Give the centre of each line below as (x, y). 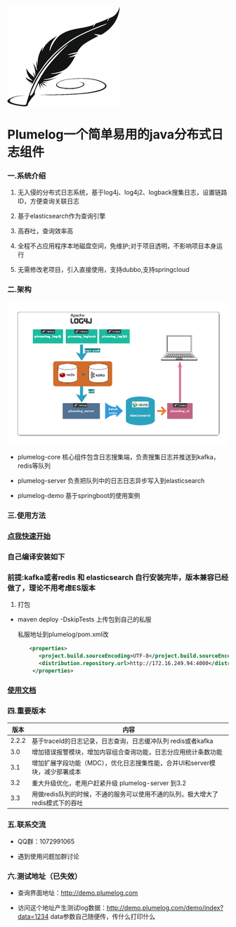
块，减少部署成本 (56, 772)
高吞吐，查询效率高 (45, 231)
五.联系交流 (27, 824)
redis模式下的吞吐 (57, 803)
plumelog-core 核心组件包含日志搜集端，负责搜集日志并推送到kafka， (118, 457)
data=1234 (33, 916)
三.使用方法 (27, 515)
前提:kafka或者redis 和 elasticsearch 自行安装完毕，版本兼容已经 (118, 577)
